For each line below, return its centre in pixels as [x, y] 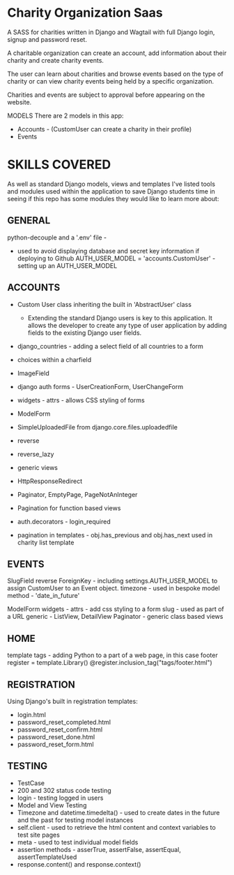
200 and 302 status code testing [64, 790]
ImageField [33, 373]
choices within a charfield [54, 359]
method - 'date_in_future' [44, 596]
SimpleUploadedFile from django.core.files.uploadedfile [97, 427]
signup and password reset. [47, 39]
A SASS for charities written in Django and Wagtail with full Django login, [111, 32]
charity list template [46, 542]
